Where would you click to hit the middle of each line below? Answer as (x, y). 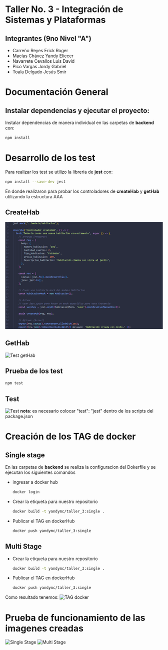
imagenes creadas (44, 628)
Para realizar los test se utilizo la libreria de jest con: (59, 172)
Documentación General (57, 92)
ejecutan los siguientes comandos (40, 472)
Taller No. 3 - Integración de (64, 9)
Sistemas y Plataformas (55, 20)
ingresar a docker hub (35, 482)
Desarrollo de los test (50, 158)
